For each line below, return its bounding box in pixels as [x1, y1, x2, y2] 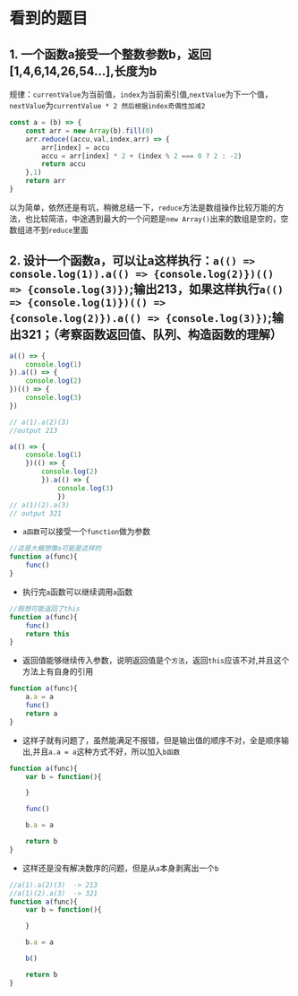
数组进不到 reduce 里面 [9, 224, 89, 235]
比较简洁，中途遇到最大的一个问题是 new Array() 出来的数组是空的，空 [32, 212, 289, 224]
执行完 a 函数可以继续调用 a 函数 [21, 586, 133, 597]
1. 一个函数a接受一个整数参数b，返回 [9, 47, 212, 62]
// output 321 [9, 508, 63, 518]
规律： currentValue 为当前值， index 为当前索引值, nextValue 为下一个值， [9, 89, 273, 100]
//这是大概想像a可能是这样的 [9, 544, 102, 553]
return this [25, 629, 70, 638]
